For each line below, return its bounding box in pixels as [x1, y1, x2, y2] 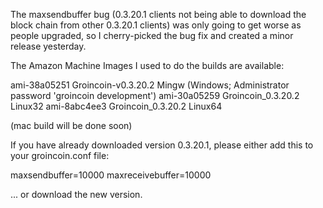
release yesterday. [10, 40, 87, 52]
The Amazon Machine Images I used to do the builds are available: [10, 60, 285, 71]
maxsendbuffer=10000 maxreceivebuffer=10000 [10, 169, 212, 181]
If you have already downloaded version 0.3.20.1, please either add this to [10, 139, 314, 151]
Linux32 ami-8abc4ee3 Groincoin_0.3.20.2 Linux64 [10, 100, 223, 112]
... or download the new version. [10, 189, 143, 200]
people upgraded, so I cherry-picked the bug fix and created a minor [10, 30, 294, 41]
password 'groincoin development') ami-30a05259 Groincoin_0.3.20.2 [10, 90, 300, 101]
